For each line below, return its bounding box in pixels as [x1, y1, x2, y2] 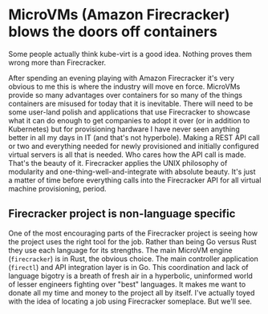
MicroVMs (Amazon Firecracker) [8, 6, 230, 24]
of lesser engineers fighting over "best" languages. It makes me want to [8, 279, 246, 289]
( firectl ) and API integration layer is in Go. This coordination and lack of [8, 262, 249, 272]
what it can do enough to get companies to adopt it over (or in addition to [8, 115, 250, 125]
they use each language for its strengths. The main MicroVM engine [8, 245, 233, 255]
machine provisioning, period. [8, 183, 107, 193]
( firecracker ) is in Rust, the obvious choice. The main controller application [8, 254, 258, 264]
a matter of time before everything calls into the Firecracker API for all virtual [8, 175, 262, 185]
